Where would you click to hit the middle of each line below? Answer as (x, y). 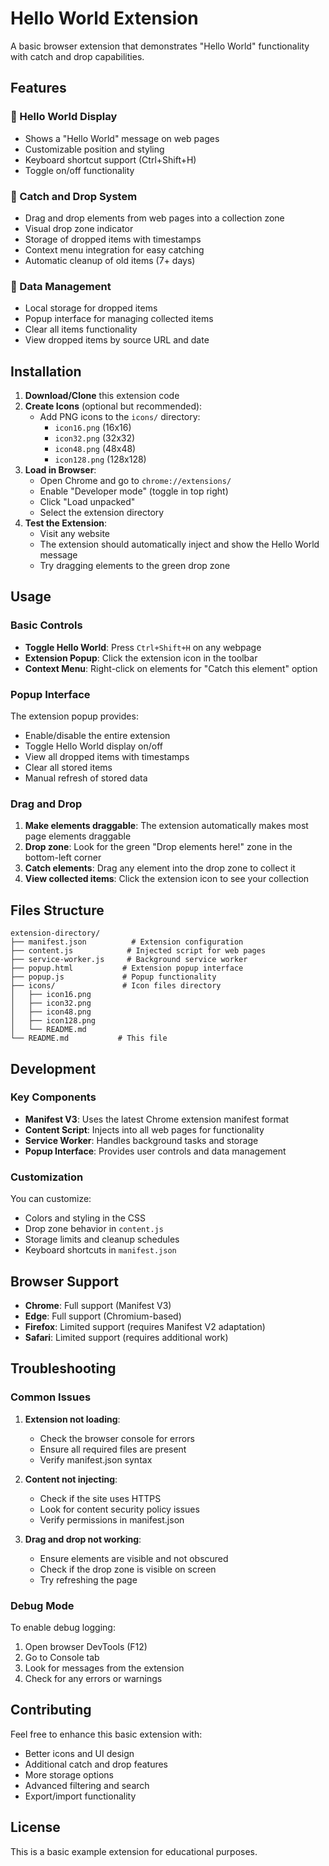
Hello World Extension (104, 18)
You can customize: (51, 1199)
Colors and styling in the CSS (85, 1218)
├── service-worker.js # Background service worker (129, 960)
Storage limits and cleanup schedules (102, 1239)
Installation (46, 371)
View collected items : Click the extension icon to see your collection (167, 879)
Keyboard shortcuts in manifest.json (100, 1250)
